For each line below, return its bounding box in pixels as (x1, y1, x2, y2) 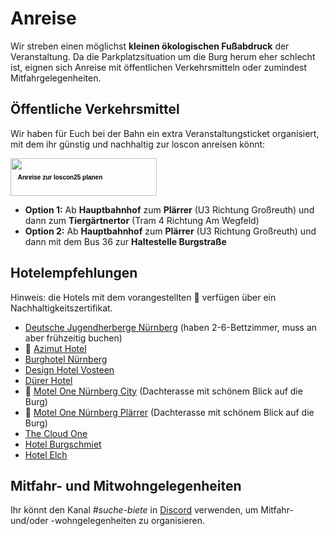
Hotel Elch (24, 448, 68, 461)
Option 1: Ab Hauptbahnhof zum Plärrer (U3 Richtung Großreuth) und (24, 203, 315, 216)
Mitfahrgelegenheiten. (10, 72, 102, 84)
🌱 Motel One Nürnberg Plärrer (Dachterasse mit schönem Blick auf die (24, 406, 315, 418)
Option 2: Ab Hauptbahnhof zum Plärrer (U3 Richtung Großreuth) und (24, 225, 317, 237)
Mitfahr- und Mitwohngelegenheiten (10, 477, 242, 494)
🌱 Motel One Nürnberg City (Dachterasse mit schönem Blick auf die (24, 385, 303, 397)
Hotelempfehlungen (10, 265, 138, 282)
